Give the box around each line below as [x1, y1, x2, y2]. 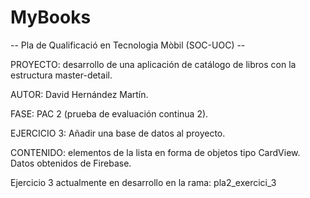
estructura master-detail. [10, 69, 113, 81]
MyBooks [10, 6, 92, 29]
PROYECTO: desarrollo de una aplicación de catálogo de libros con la [10, 58, 297, 70]
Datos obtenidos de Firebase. [10, 157, 132, 169]
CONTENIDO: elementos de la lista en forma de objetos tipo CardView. [10, 146, 301, 158]
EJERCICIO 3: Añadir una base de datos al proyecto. [10, 127, 226, 139]
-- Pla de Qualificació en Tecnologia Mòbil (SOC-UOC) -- [10, 39, 246, 51]
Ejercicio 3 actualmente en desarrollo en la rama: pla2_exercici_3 [10, 176, 277, 188]
